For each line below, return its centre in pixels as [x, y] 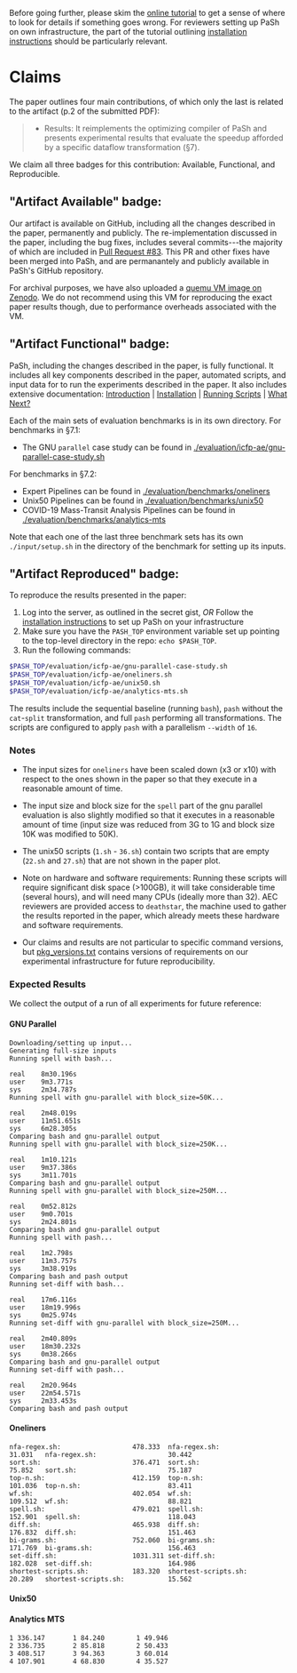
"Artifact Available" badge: [86, 202]
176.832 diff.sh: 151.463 [103, 1533]
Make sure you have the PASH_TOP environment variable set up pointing [151, 631]
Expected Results [48, 984]
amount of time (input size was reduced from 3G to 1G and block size [148, 825]
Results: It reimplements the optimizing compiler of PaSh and [156, 128]
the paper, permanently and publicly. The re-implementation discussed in [143, 232]
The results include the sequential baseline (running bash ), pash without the [146, 708]
